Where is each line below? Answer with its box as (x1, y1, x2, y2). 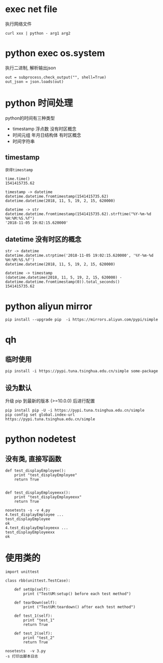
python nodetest (5, 433, 76, 445)
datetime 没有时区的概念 (5, 235, 82, 244)
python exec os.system (5, 48, 105, 59)
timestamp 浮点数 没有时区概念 (12, 126, 77, 132)
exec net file (5, 4, 58, 15)
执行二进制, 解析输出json (5, 64, 56, 71)
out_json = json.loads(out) (5, 79, 64, 84)
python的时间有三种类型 (5, 115, 55, 121)
